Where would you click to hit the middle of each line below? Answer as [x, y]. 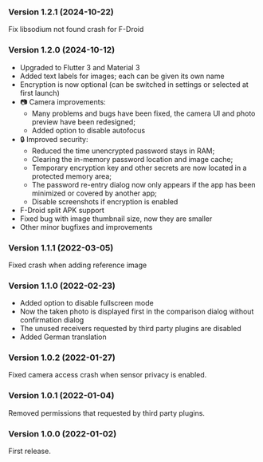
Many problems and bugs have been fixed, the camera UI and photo [143, 113]
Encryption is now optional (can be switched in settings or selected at [134, 84]
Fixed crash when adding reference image [78, 265]
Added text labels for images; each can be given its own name [122, 76]
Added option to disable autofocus [88, 130]
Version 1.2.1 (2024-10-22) [61, 12]
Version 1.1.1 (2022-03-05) [61, 247]
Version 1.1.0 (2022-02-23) [62, 286]
